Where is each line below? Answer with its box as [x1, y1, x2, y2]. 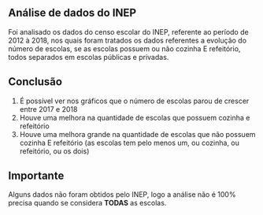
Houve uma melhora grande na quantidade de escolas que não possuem [19, 129, 256, 139]
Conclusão [8, 75, 63, 89]
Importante [8, 169, 65, 183]
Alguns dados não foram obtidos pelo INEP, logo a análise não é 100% [8, 190, 236, 199]
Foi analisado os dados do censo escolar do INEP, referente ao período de [8, 27, 250, 36]
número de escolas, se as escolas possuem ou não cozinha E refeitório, [8, 43, 241, 54]
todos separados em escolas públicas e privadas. [8, 52, 169, 61]
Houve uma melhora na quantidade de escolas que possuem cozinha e [19, 113, 250, 122]
